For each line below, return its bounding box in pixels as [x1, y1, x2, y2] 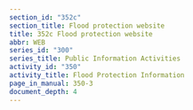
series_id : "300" [9, 46, 74, 55]
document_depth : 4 [9, 87, 77, 96]
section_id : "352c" [9, 12, 82, 22]
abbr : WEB [9, 37, 46, 47]
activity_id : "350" [9, 63, 82, 72]
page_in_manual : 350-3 [9, 79, 93, 88]
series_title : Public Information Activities [9, 54, 181, 63]
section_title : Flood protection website [9, 21, 165, 30]
